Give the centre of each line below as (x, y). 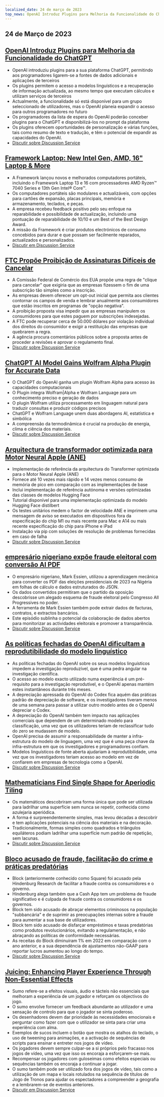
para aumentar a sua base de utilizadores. (54, 920)
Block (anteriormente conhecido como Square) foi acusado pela (77, 878)
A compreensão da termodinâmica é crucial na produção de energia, (81, 424)
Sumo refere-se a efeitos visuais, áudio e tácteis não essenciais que (81, 991)
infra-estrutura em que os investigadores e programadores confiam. (81, 746)
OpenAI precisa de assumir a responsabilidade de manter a (72, 736)
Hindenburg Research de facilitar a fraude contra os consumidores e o (83, 884)
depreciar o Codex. (31, 710)
